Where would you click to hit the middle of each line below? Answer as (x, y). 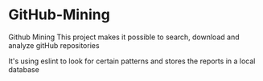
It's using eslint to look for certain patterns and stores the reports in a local (132, 61)
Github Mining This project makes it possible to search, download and (124, 37)
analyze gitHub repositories (54, 45)
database (24, 69)
